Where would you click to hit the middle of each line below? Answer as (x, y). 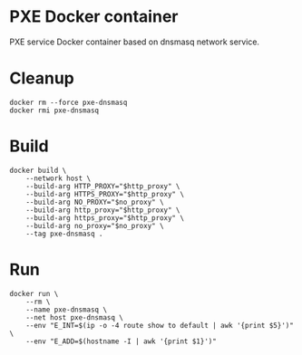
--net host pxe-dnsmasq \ (75, 317)
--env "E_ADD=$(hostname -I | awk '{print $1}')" (122, 341)
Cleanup (42, 78)
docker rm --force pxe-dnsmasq (68, 102)
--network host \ (58, 178)
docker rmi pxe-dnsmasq (54, 110)
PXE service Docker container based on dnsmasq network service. (135, 42)
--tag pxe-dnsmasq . (64, 234)
